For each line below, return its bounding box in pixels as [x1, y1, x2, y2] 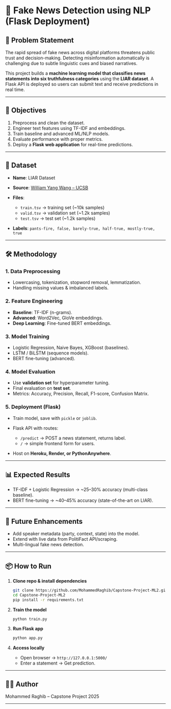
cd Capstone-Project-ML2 [12, 592, 66, 597]
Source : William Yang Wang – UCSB [12, 184, 89, 191]
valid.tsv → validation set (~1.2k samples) [20, 210, 110, 216]
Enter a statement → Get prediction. [20, 660, 96, 667]
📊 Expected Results [5, 470, 70, 479]
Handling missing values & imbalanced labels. [12, 285, 109, 291]
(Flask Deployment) [5, 15, 90, 27]
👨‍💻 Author [5, 680, 39, 689]
